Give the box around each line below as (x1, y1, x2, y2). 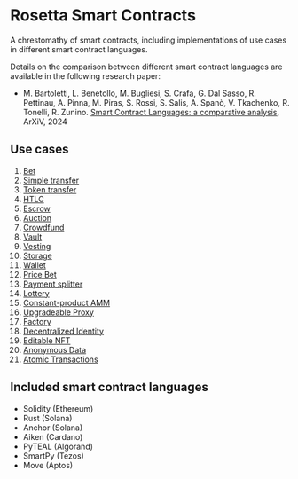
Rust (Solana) (22, 412, 73, 423)
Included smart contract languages (10, 380, 209, 395)
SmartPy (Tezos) (22, 450, 85, 461)
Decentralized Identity (22, 326, 105, 336)
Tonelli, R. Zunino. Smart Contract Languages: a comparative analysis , (22, 106, 280, 117)
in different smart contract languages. (10, 43, 148, 54)
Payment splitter (22, 279, 83, 289)
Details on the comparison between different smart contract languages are (10, 61, 283, 72)
